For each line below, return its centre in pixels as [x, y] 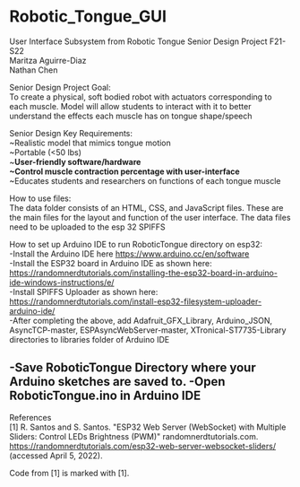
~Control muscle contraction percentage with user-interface [124, 171]
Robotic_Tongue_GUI [88, 17]
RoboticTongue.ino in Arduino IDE [105, 396]
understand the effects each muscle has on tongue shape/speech [131, 116]
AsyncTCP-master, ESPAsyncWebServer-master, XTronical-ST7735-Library [148, 330]
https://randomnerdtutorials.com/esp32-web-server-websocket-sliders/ [142, 446]
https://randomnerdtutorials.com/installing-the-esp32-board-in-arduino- [143, 273]
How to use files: [40, 198]
